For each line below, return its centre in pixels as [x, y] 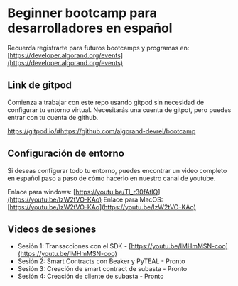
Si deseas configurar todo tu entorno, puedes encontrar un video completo [117, 170]
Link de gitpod [40, 86]
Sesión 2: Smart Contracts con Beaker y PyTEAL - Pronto [101, 261]
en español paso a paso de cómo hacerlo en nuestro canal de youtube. [112, 178]
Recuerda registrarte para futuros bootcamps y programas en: [98, 48]
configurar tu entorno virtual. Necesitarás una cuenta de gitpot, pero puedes [119, 110]
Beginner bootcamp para [82, 13]
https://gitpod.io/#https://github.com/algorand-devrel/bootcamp [102, 131]
